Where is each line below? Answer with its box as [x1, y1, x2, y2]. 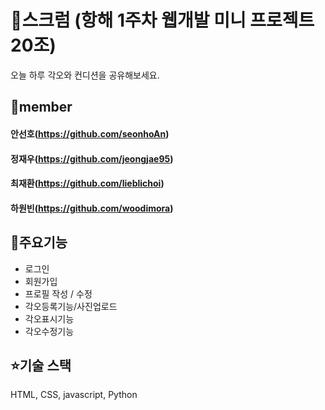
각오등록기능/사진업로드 [24, 300, 118, 312]
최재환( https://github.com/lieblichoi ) [10, 177, 165, 190]
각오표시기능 [24, 312, 75, 325]
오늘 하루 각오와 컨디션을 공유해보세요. [10, 69, 160, 81]
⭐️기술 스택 [10, 357, 72, 374]
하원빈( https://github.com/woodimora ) [10, 202, 174, 214]
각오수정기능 [24, 325, 75, 337]
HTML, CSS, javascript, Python [10, 389, 138, 401]
